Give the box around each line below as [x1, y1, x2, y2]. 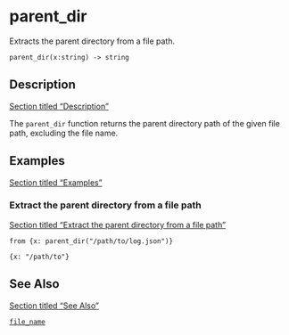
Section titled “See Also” [9, 300, 100, 311]
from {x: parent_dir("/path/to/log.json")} [9, 236, 174, 246]
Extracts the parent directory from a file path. [9, 36, 176, 46]
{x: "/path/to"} [9, 252, 70, 261]
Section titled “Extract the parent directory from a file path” [9, 219, 226, 230]
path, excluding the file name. [9, 127, 119, 138]
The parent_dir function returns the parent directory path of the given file [9, 118, 281, 128]
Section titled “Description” [9, 101, 110, 111]
